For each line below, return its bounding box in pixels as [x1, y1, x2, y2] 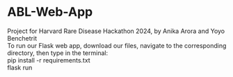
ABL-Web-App [7, 4, 93, 20]
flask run [7, 63, 33, 71]
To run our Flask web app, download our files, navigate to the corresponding [7, 41, 227, 49]
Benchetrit [7, 34, 37, 42]
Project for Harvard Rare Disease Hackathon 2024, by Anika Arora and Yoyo [7, 27, 225, 35]
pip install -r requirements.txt [7, 56, 90, 64]
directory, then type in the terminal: [7, 49, 109, 57]
